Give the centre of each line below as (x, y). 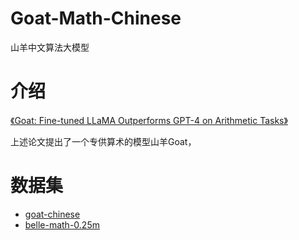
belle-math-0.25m (62, 224)
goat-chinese (52, 214)
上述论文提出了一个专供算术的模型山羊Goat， (103, 141)
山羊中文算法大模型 (50, 47)
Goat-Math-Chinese (96, 18)
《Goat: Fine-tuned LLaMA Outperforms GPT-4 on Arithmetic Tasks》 (149, 120)
